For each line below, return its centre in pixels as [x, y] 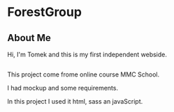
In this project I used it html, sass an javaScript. [75, 102]
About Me [29, 38]
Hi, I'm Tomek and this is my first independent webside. [87, 54]
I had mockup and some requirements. [63, 88]
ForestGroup [45, 12]
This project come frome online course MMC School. [84, 74]
